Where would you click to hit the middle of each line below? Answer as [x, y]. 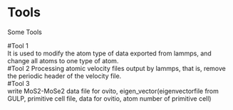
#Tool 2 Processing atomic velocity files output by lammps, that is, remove [116, 68]
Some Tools [25, 32]
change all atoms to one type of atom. [63, 60]
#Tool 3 [19, 83]
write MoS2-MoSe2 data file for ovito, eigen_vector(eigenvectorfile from [113, 91]
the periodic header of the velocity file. [64, 76]
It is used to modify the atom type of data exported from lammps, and [109, 53]
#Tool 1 [18, 45]
